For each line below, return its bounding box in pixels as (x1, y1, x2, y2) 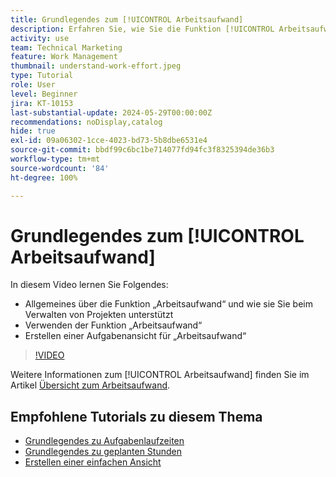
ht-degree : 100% (10, 172, 78, 183)
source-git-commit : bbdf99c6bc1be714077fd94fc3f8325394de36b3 (10, 145, 275, 155)
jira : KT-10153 (10, 98, 74, 108)
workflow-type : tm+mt (10, 154, 101, 164)
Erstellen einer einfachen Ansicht (24, 456, 162, 468)
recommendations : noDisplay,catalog (10, 117, 163, 127)
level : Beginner (10, 89, 78, 99)
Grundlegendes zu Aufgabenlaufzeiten (24, 435, 185, 447)
